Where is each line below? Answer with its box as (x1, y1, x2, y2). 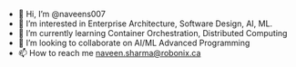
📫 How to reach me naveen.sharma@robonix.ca (17, 48, 201, 58)
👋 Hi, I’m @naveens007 (17, 9, 107, 19)
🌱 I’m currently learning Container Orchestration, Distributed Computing (17, 28, 288, 38)
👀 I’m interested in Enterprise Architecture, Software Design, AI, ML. (17, 18, 273, 29)
